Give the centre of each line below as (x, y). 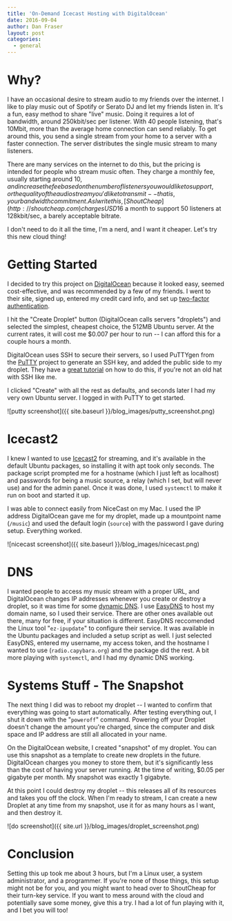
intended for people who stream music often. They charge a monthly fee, (111, 171)
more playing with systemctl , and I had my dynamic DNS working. (101, 657)
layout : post (26, 33)
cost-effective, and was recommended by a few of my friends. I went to (109, 291)
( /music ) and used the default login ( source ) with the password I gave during (116, 523)
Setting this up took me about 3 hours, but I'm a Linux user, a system (105, 873)
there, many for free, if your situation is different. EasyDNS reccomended (111, 620)
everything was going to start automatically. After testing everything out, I (112, 712)
